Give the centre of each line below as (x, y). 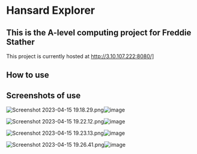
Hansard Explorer (51, 10)
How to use (28, 75)
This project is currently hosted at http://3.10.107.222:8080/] (80, 56)
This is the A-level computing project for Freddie (99, 33)
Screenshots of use (44, 96)
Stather (20, 42)
